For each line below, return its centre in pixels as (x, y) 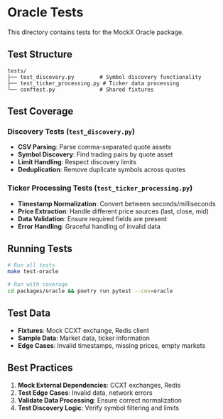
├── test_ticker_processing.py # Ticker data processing (93, 83)
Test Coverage (40, 111)
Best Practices (40, 368)
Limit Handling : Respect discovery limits (77, 162)
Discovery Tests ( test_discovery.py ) (71, 132)
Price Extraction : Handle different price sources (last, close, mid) (113, 211)
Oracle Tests (45, 12)
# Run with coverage (38, 285)
